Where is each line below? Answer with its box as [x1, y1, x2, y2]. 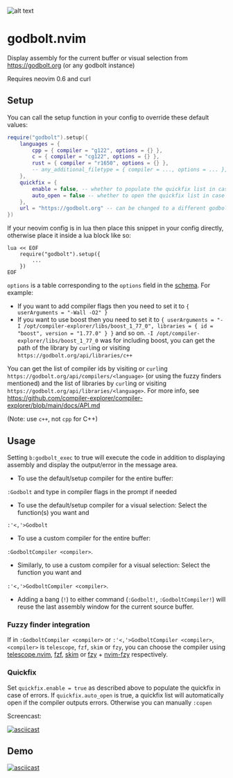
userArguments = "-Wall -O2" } [17, 310, 108, 316]
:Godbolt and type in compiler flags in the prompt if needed [7, 487, 177, 496]
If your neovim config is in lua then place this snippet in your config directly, [7, 224, 224, 232]
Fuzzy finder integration [7, 620, 90, 629]
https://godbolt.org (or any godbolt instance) [7, 61, 135, 69]
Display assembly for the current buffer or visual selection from [7, 53, 189, 62]
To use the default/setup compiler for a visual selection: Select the [17, 500, 207, 509]
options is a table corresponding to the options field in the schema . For [7, 281, 210, 289]
